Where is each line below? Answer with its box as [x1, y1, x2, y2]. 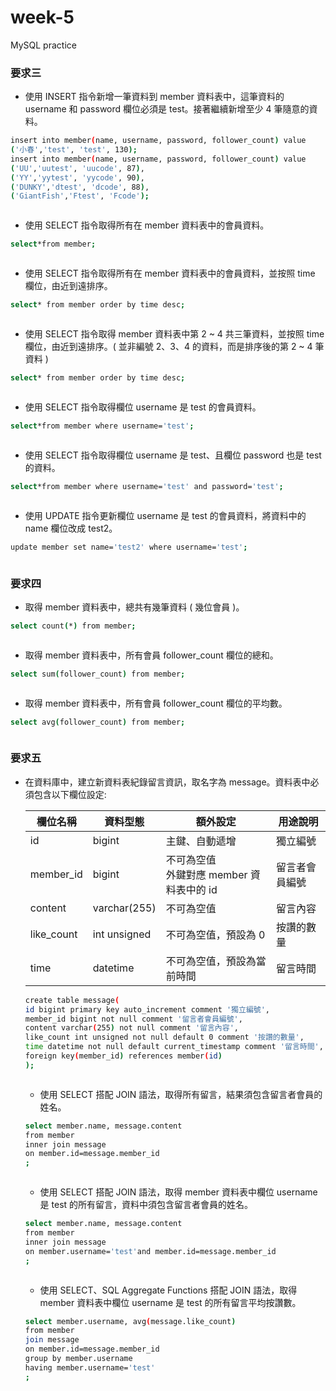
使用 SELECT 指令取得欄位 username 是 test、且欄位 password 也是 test [24, 449, 322, 461]
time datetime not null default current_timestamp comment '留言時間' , [24, 1042, 324, 1052]
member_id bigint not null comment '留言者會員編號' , [24, 1014, 243, 1024]
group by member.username [24, 1354, 133, 1364]
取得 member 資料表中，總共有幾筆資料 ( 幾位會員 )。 [24, 601, 245, 613]
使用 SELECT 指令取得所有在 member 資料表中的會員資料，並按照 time [24, 267, 316, 280]
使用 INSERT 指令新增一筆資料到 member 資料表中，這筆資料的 [24, 91, 285, 103]
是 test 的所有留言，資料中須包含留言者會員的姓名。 [39, 1199, 254, 1211]
